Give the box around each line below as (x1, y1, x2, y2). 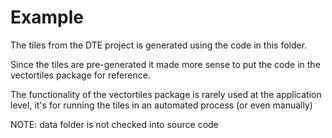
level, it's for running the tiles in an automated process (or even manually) (10, 99, 313, 111)
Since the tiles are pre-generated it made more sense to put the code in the (10, 58, 321, 70)
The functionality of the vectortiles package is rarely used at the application (10, 88, 322, 100)
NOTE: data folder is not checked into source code (10, 118, 219, 130)
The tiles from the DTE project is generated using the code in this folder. (10, 39, 308, 51)
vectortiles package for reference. (10, 69, 151, 81)
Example (10, 6, 84, 29)
